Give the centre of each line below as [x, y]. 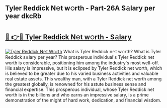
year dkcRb [23, 16]
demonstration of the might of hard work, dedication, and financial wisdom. [83, 100]
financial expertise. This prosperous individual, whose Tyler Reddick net [80, 89]
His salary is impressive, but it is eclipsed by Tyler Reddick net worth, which [84, 68]
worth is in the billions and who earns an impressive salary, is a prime [77, 95]
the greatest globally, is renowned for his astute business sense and [76, 84]
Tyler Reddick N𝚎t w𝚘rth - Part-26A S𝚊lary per [80, 8]
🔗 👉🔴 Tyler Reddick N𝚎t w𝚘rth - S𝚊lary [68, 37]
